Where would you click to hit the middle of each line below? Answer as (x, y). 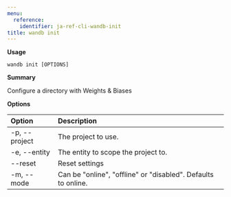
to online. (73, 183)
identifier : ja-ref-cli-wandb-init (70, 26)
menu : (15, 13)
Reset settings (81, 163)
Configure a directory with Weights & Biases (69, 91)
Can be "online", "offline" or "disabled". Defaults (136, 174)
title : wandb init (33, 33)
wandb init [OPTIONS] (38, 65)
